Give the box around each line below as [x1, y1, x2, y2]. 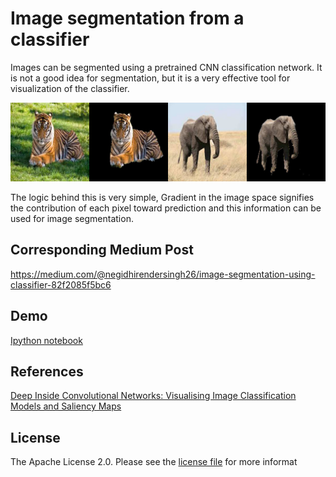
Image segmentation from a [10, 7, 245, 30]
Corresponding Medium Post [10, 242, 194, 259]
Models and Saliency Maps [10, 400, 122, 412]
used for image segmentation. [10, 212, 134, 224]
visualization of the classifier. [10, 82, 130, 94]
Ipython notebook [10, 334, 83, 346]
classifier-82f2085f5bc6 [10, 278, 112, 291]
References [10, 363, 84, 380]
